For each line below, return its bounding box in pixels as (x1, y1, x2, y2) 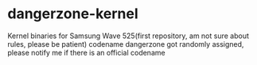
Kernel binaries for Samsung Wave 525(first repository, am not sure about (7, 31, 250, 40)
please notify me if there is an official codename (7, 48, 165, 57)
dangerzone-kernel (7, 5, 138, 23)
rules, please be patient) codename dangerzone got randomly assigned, (7, 39, 244, 48)
